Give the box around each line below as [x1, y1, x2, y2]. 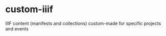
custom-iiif [5, 4, 54, 15]
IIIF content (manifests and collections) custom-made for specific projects [5, 20, 161, 26]
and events [5, 25, 29, 31]
